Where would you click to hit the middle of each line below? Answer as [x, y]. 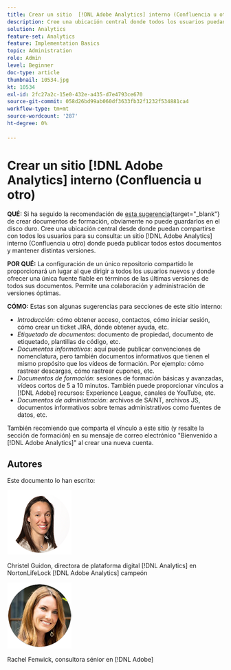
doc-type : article [33, 72]
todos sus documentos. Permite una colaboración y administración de [106, 285]
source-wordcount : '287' [43, 116]
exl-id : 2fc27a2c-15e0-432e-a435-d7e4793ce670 [75, 94]
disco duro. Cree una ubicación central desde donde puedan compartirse [111, 228]
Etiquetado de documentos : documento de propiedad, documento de [115, 334]
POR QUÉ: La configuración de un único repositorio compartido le [100, 263]
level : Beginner [30, 65]
